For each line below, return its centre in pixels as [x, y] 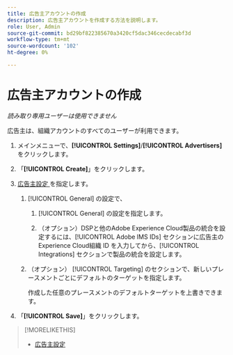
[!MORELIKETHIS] [50, 330]
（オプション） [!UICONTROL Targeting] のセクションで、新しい [120, 269]
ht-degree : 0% [28, 53]
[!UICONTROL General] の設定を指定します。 [102, 213]
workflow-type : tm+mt [39, 40]
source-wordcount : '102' [43, 46]
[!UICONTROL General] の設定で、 [77, 198]
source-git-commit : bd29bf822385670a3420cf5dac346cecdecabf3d [99, 33]
